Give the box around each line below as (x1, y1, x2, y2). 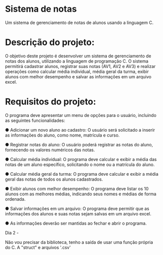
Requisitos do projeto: (5, 96, 96, 107)
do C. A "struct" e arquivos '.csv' (5, 244, 71, 250)
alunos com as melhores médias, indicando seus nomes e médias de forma (5, 191, 157, 197)
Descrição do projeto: (5, 37, 95, 48)
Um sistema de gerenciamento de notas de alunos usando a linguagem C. (5, 20, 154, 25)
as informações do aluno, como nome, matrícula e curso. (5, 132, 120, 138)
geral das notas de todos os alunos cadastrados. (5, 176, 103, 182)
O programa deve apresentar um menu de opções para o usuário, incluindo (5, 112, 157, 118)
